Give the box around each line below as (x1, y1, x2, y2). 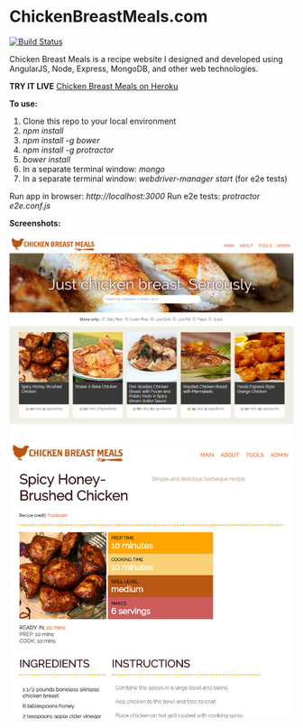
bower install (22, 153, 70, 164)
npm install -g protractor (22, 144, 115, 155)
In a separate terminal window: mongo (22, 163, 165, 174)
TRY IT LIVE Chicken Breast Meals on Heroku (9, 80, 179, 91)
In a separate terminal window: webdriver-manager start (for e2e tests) (22, 173, 289, 184)
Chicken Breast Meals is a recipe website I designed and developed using (9, 53, 284, 64)
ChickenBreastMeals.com (9, 6, 208, 27)
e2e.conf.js (9, 200, 51, 211)
